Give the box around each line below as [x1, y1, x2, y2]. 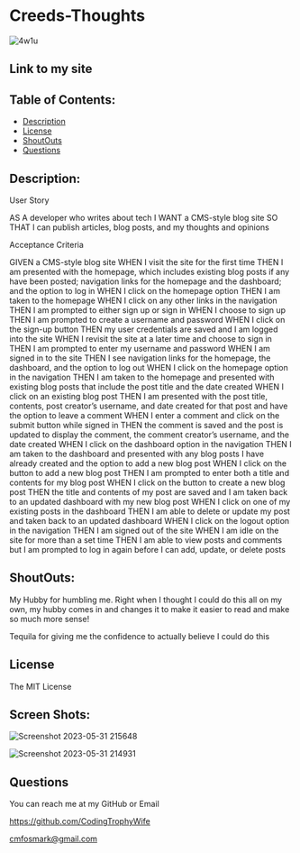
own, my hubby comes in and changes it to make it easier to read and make [9, 603, 290, 614]
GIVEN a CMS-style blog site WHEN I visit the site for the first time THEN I [9, 256, 284, 267]
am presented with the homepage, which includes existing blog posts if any [9, 266, 290, 277]
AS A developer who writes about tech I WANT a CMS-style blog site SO [9, 212, 278, 223]
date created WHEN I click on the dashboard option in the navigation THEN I [9, 438, 293, 449]
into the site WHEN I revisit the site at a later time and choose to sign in [9, 333, 273, 344]
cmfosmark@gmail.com [9, 833, 97, 844]
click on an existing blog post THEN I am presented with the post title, [9, 390, 268, 401]
